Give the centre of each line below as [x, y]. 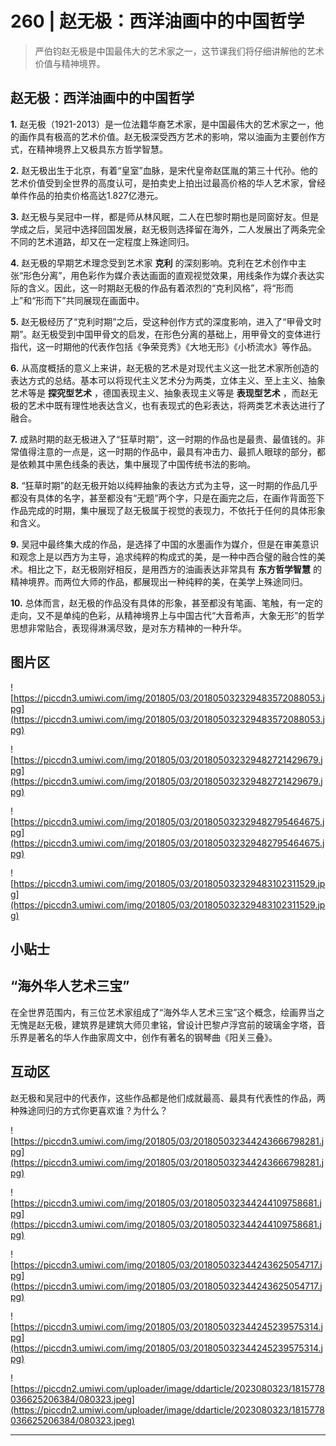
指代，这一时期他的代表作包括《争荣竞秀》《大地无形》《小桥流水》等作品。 [163, 346]
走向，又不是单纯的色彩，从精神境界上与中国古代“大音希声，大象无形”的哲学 [167, 615]
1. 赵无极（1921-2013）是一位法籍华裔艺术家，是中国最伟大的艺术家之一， [162, 124]
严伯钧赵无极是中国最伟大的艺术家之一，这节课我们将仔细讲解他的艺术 [179, 51]
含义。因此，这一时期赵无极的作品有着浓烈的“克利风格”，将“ [152, 288]
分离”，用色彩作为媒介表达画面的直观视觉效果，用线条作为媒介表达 [178, 275]
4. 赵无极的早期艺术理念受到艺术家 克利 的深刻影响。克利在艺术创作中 [154, 263]
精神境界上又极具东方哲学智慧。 [102, 149]
